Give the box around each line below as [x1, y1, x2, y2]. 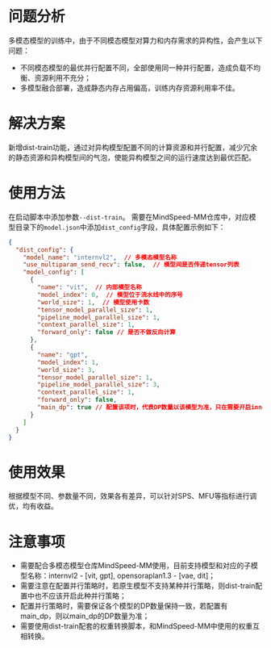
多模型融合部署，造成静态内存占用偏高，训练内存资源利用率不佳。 [19, 82, 240, 93]
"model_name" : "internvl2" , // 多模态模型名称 [23, 253, 177, 261]
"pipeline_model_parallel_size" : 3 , [37, 381, 161, 389]
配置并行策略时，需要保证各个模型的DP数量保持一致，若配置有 [19, 601, 228, 611]
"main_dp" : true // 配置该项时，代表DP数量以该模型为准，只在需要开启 [37, 403, 252, 412]
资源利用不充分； [34, 73, 91, 82]
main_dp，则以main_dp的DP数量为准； [19, 611, 150, 621]
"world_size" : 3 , [37, 366, 95, 374]
